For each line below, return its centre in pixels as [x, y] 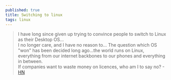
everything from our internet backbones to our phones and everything [92, 56]
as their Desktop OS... [41, 39]
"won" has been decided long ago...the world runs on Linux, [81, 51]
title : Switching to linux [34, 15]
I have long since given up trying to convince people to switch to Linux [92, 34]
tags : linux [18, 19]
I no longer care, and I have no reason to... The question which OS [87, 45]
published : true [22, 10]
